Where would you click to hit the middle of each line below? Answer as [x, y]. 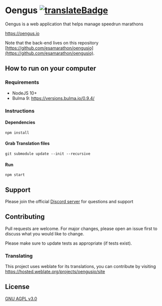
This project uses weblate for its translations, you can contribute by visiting [81, 267]
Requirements [22, 82]
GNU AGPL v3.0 [21, 298]
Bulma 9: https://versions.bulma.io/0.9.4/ [53, 98]
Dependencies [20, 122]
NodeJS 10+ [25, 93]
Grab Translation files [27, 143]
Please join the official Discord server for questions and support [69, 201]
